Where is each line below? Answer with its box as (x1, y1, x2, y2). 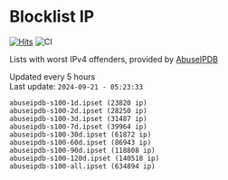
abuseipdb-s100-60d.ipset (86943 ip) (9, 137, 152, 147)
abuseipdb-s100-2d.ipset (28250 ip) (9, 106, 147, 115)
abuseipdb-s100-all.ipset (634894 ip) (9, 161, 156, 171)
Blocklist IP (9, 6, 95, 27)
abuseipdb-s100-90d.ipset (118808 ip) (9, 146, 156, 155)
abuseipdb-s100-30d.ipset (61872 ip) (9, 129, 152, 139)
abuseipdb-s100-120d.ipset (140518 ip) (9, 154, 160, 163)
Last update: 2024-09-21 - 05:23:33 (9, 81, 143, 91)
